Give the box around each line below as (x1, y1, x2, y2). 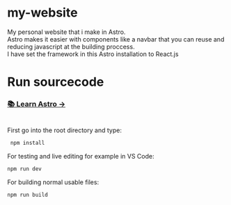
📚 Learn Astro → (7, 99, 66, 109)
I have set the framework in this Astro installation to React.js (7, 50, 179, 58)
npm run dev (7, 166, 42, 172)
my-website (7, 5, 78, 21)
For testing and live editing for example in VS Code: (7, 152, 154, 161)
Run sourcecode (7, 74, 104, 90)
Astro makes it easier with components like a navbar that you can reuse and (7, 35, 225, 43)
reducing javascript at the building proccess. (7, 42, 135, 51)
